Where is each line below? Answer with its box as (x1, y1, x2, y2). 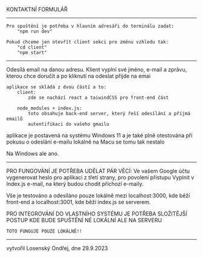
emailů (6, 116, 23, 122)
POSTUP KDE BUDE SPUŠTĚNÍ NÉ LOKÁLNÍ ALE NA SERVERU (6, 217, 162, 223)
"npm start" (17, 50, 47, 56)
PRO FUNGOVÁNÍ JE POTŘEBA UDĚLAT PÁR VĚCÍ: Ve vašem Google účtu (6, 167, 190, 174)
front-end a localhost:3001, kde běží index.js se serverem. (6, 199, 151, 205)
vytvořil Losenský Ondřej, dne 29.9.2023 (6, 245, 108, 251)
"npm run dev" (17, 28, 53, 35)
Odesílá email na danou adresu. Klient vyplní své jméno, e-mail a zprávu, (6, 66, 187, 73)
